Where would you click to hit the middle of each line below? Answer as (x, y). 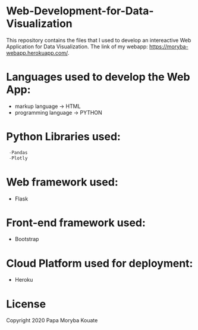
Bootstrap (27, 239)
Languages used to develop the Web (98, 77)
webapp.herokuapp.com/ (37, 53)
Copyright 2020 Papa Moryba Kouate (52, 320)
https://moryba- (169, 47)
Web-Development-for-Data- (80, 11)
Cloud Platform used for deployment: (100, 263)
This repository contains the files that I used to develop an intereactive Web (99, 40)
